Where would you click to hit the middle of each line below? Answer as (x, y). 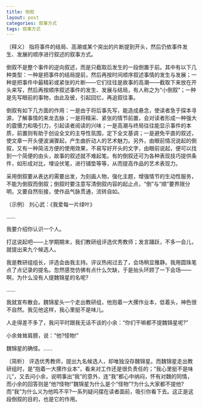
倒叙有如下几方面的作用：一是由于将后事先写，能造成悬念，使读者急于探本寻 (101, 110)
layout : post (23, 18)
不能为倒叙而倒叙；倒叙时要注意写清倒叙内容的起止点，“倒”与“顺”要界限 (96, 184)
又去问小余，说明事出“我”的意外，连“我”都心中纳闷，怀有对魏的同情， (106, 376)
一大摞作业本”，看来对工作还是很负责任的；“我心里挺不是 (117, 369)
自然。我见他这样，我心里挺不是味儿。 (59, 310)
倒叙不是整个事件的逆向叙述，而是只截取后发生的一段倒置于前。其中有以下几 (101, 67)
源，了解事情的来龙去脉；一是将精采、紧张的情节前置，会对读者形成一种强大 (101, 118)
